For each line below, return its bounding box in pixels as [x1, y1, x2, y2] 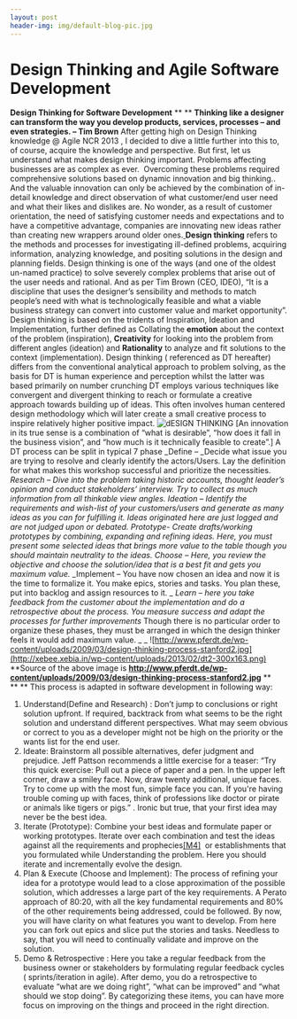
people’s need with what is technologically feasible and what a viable [10, 296, 262, 307]
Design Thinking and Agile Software [10, 59, 279, 80]
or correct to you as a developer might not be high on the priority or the [22, 727, 284, 738]
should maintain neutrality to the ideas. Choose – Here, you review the [10, 550, 267, 561]
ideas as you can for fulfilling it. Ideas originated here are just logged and [10, 512, 278, 523]
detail [10, 192, 31, 203]
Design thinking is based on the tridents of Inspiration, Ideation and [10, 315, 255, 325]
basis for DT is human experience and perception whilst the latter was [10, 371, 265, 382]
